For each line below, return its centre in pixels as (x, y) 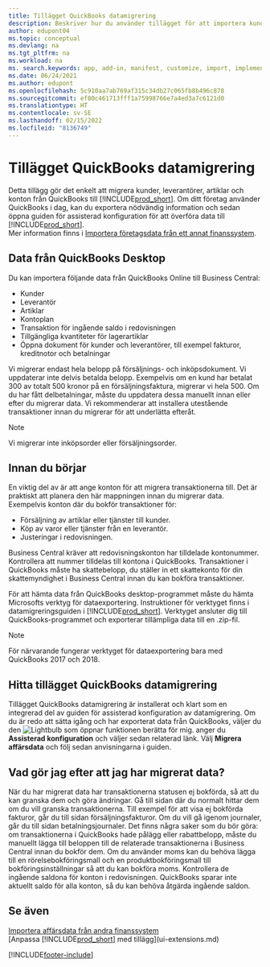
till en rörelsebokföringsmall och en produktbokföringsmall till (110, 860)
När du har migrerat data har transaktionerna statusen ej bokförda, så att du (134, 791)
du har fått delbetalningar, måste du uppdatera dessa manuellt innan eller (129, 395)
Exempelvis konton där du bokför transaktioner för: (92, 505)
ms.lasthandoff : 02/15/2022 (55, 121)
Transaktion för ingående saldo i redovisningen (98, 328)
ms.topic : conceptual (45, 38)
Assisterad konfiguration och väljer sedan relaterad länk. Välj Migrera (125, 738)
